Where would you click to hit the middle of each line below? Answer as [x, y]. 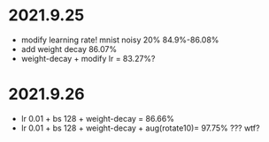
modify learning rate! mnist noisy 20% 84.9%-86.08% [120, 40]
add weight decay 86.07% [69, 49]
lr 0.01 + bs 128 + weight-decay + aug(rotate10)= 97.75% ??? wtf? [140, 128]
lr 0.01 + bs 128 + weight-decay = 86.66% [97, 118]
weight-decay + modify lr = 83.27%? [88, 58]
